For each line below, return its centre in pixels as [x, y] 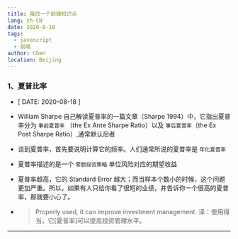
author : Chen [27, 54]
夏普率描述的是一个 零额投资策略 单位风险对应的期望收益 [97, 164]
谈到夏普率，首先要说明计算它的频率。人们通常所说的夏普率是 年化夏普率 [122, 149]
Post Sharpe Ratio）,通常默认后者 [66, 134]
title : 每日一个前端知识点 [42, 14]
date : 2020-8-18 [31, 27]
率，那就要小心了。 [46, 197]
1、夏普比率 [27, 86]
